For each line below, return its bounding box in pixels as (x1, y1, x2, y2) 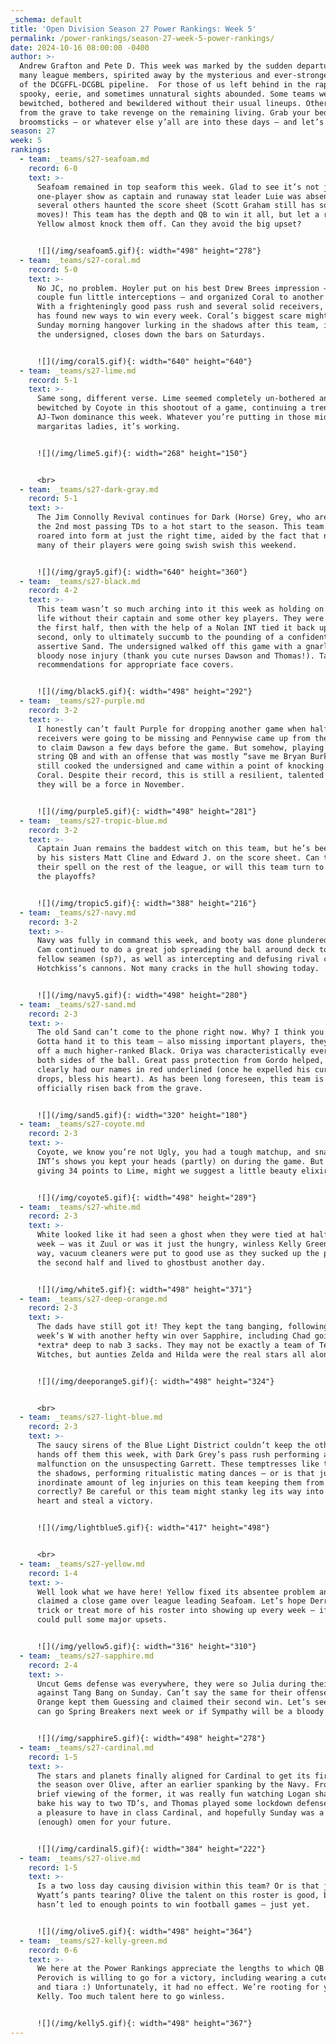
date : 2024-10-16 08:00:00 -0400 (10, 42, 150, 53)
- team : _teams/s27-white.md (19, 1202, 141, 1212)
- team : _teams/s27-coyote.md (19, 1119, 145, 1130)
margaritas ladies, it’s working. (36, 421, 182, 431)
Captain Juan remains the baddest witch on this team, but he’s (36, 844, 311, 854)
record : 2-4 (28, 1660, 78, 1670)
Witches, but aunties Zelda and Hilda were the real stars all (36, 1349, 307, 1360)
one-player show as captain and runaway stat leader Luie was (36, 191, 302, 201)
